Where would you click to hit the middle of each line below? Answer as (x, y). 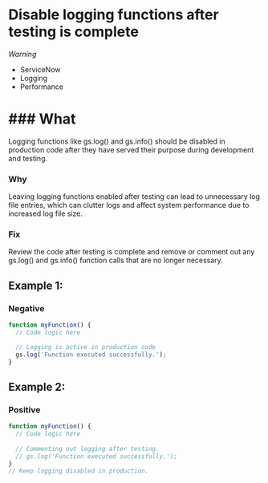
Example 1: (36, 285)
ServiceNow (40, 69)
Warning (22, 54)
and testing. (28, 158)
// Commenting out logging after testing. (87, 448)
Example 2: (37, 387)
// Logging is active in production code (86, 347)
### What (42, 119)
